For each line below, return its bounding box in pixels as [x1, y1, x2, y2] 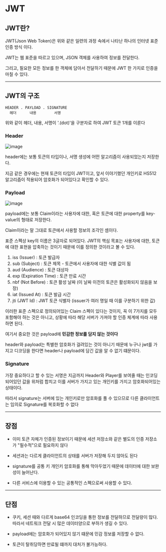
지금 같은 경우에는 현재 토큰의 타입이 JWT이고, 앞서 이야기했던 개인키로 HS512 [5, 170, 157, 176]
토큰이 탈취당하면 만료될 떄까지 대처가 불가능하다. [12, 542, 108, 548]
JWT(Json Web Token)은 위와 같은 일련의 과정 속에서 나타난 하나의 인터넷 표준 [5, 38, 159, 43]
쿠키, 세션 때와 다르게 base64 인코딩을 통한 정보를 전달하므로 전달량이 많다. [12, 514, 158, 520]
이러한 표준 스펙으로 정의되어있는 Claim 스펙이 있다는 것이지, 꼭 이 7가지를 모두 [5, 308, 157, 314]
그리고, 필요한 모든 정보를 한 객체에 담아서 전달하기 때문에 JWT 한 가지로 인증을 [5, 65, 158, 71]
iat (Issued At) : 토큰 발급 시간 [12, 292, 71, 297]
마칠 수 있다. [5, 71, 29, 77]
